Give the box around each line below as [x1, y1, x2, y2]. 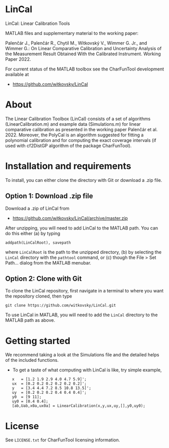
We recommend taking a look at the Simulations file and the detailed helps [5, 352, 159, 358]
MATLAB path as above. [5, 317, 55, 323]
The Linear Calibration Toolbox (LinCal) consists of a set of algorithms [5, 116, 151, 122]
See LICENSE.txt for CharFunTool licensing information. [5, 437, 120, 443]
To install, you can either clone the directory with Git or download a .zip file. [5, 177, 162, 183]
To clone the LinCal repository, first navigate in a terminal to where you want [5, 288, 164, 294]
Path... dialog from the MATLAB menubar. [5, 259, 92, 266]
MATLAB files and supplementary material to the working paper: [5, 30, 139, 36]
